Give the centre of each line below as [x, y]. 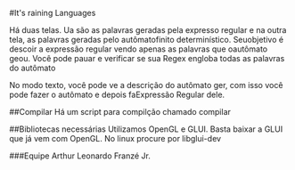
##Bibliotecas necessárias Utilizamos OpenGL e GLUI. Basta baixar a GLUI [146, 129]
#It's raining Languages [53, 13]
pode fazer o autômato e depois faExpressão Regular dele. [117, 94]
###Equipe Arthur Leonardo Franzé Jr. [80, 156]
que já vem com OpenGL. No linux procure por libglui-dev [115, 138]
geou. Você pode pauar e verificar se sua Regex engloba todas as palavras [147, 58]
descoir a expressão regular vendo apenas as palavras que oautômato [139, 49]
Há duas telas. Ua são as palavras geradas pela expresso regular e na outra [148, 30]
